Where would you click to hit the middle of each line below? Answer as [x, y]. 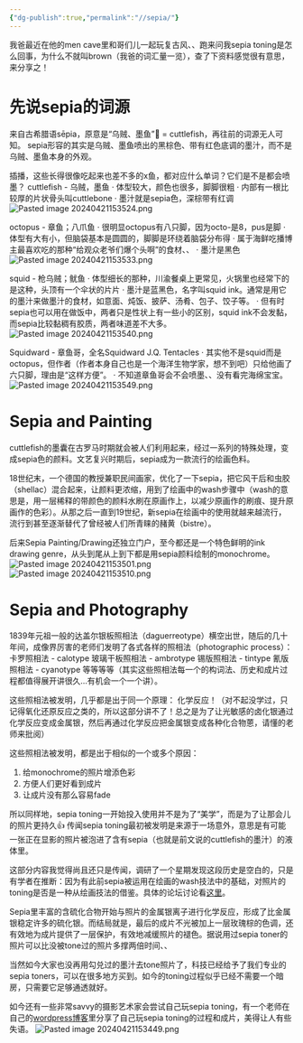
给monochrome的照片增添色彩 [79, 772]
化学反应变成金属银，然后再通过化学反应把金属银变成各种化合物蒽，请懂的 [147, 722]
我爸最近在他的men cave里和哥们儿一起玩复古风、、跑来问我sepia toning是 [147, 44]
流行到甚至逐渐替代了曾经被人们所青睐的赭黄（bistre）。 [113, 523]
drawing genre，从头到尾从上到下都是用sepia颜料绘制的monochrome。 [142, 554]
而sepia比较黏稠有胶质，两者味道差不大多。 [91, 323]
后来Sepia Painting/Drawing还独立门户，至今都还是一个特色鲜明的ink [138, 542]
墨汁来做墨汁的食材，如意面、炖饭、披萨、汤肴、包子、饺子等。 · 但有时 [151, 301]
